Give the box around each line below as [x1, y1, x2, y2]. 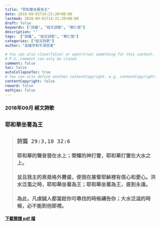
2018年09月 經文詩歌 [5, 105, 55, 111]
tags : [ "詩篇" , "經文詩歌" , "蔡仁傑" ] [5, 34, 79, 39]
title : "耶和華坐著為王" [5, 7, 50, 12]
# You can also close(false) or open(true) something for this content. [5, 52, 155, 57]
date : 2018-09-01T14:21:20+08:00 [5, 12, 73, 16]
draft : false [5, 20, 31, 26]
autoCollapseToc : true [5, 70, 51, 75]
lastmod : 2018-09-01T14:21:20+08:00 [5, 16, 79, 21]
